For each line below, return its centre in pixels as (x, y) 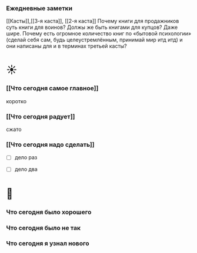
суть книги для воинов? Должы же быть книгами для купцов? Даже (92, 27)
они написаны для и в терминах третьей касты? (67, 46)
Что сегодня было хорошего (49, 212)
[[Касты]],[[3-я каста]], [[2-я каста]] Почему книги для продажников (93, 21)
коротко (16, 101)
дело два (26, 169)
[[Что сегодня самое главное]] (52, 88)
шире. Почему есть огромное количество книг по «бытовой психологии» (99, 34)
